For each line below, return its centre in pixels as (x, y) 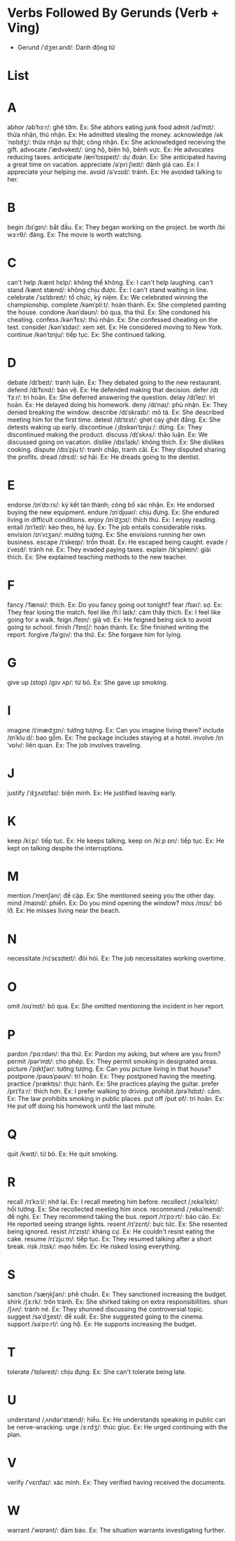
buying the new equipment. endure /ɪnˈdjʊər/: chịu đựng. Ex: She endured (113, 512)
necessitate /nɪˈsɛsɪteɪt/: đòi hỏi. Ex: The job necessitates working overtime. (116, 959)
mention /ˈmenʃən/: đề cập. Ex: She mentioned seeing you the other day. (111, 895)
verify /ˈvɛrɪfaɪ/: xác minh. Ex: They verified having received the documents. (116, 1482)
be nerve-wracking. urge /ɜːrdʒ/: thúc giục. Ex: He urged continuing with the (117, 1427)
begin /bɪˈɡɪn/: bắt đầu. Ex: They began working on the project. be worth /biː (117, 227)
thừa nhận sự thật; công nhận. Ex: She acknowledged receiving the (129, 142)
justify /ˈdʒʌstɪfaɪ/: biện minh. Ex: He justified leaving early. (92, 793)
